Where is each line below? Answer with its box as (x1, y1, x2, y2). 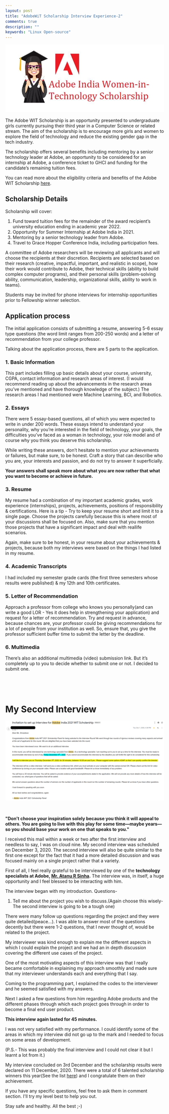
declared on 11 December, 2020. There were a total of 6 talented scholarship (5, 1067, 164, 1073)
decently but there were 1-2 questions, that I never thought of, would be (5, 924, 154, 930)
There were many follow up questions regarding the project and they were (5, 913, 159, 919)
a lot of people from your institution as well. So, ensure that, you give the (5, 625, 156, 632)
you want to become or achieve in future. (5, 473, 93, 479)
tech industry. (5, 138, 34, 145)
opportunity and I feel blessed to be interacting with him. (5, 878, 123, 885)
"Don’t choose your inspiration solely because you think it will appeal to (5, 816, 159, 822)
